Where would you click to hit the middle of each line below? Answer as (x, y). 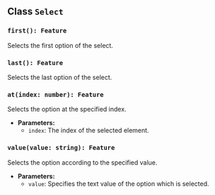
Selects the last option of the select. (60, 77)
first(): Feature (37, 31)
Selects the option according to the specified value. (82, 162)
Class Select (35, 12)
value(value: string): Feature (61, 148)
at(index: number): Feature (56, 94)
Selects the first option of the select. (60, 45)
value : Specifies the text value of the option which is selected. (119, 184)
